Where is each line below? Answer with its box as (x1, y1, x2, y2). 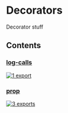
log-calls (6, 58, 33, 67)
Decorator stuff (6, 23, 43, 30)
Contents (6, 40, 41, 51)
